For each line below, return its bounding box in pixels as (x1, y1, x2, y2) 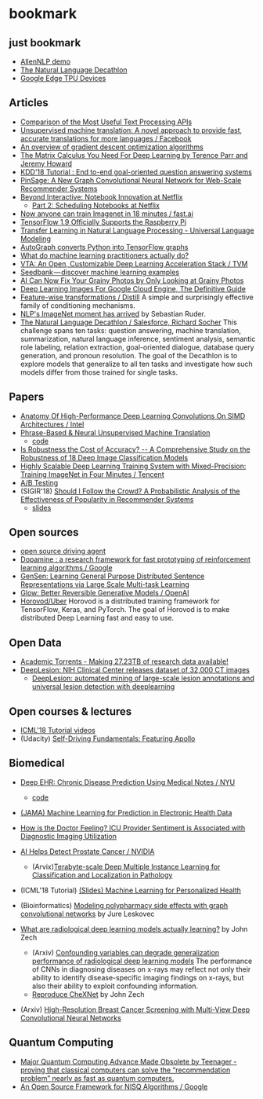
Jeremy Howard (20, 159, 73, 168)
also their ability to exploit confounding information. (31, 981, 199, 991)
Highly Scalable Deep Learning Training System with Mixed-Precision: (20, 461, 247, 471)
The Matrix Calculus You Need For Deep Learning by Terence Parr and (20, 150, 249, 159)
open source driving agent (20, 547, 106, 556)
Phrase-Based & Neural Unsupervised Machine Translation (20, 427, 211, 437)
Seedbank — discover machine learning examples (20, 267, 179, 277)
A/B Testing (20, 478, 59, 487)
